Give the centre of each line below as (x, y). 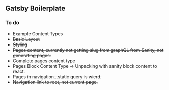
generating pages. (32, 55)
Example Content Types (38, 34)
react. (19, 71)
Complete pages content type (44, 61)
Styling (20, 44)
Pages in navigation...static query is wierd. (57, 77)
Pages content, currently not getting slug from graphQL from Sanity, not (88, 50)
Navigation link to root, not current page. (55, 82)
